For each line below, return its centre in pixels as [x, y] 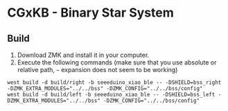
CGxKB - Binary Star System [91, 13]
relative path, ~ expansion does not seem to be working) [97, 70]
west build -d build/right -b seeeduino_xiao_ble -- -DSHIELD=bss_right [114, 83]
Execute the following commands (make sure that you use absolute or [117, 62]
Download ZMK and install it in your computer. [83, 55]
